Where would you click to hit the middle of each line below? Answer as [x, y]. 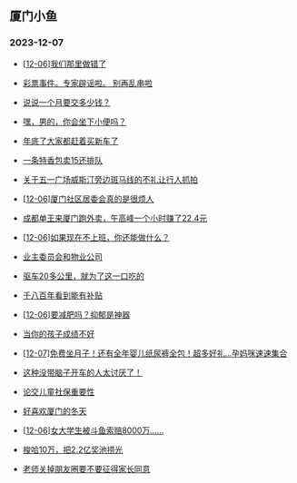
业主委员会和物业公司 [62, 256]
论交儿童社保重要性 [59, 391]
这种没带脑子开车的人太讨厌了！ [82, 372]
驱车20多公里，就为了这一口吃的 [84, 276]
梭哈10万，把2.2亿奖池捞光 [73, 449]
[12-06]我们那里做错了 [64, 64]
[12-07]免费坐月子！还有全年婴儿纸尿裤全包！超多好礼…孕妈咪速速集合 [155, 353]
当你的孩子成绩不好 [59, 333]
